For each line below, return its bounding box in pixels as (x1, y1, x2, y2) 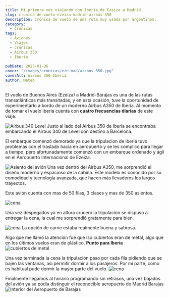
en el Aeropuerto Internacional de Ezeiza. (5, 154, 91, 160)
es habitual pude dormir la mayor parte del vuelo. (5, 266, 107, 272)
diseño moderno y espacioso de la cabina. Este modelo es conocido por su (5, 169, 162, 175)
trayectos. (5, 180, 26, 186)
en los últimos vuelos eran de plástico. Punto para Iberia (5, 239, 123, 245)
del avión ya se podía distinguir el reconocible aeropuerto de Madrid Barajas (5, 281, 164, 287)
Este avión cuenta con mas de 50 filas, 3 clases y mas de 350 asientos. (5, 190, 154, 196)
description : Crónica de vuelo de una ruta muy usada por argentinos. (5, 17, 157, 22)
